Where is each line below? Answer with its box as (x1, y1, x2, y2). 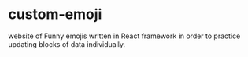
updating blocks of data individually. (8, 39, 126, 48)
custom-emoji (8, 5, 102, 23)
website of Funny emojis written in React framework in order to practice (8, 31, 241, 41)
